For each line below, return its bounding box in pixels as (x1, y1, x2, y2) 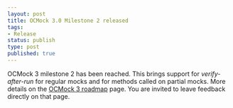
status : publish (7, 37, 55, 44)
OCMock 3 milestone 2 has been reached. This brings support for (7, 69, 200, 78)
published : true (7, 50, 55, 58)
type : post (7, 43, 40, 50)
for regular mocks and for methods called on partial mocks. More (35, 77, 226, 85)
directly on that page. (7, 92, 70, 100)
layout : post (7, 10, 46, 18)
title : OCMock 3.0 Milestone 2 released (7, 17, 129, 24)
